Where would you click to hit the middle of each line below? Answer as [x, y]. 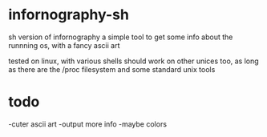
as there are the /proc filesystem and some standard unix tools [112, 69]
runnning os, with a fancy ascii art [64, 45]
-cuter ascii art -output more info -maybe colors [87, 124]
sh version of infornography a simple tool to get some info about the [121, 37]
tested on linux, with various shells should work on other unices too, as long [133, 61]
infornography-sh [69, 15]
